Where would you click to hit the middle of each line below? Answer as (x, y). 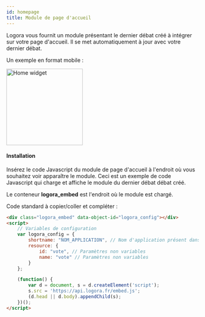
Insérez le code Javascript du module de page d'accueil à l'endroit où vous (101, 170)
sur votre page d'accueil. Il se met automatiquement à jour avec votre (94, 42)
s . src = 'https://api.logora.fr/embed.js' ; (84, 291)
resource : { (44, 246)
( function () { (35, 280)
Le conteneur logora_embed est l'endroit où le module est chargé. (90, 194)
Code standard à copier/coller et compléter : (62, 206)
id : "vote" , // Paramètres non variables (92, 252)
